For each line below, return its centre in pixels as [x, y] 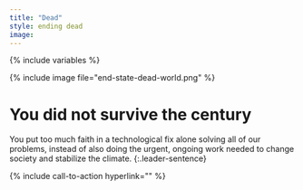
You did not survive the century [131, 114]
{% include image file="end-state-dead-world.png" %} [112, 78]
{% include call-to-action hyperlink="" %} [88, 176]
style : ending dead [46, 26]
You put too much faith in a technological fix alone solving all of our [135, 139]
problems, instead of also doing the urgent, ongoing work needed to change [152, 149]
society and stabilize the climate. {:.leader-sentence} [108, 158]
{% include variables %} [55, 61]
